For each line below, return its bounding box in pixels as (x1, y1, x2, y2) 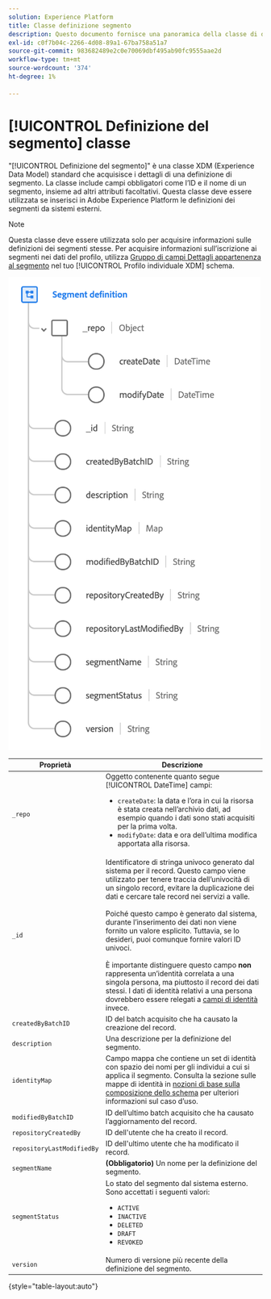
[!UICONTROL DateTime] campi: (105, 780, 212, 790)
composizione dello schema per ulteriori (105, 1088, 240, 1097)
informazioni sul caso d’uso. (105, 1096, 199, 1106)
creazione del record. (105, 1022, 177, 1032)
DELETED (117, 1221, 144, 1230)
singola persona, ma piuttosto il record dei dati (105, 977, 260, 987)
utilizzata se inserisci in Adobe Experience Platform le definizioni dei (8, 194, 236, 205)
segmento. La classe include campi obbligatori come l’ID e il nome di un (8, 178, 247, 187)
